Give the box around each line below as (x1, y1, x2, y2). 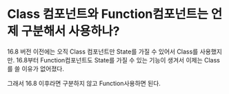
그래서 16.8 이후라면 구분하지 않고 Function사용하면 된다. (7, 79, 161, 87)
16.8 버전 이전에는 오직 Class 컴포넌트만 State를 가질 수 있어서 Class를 (7, 47, 199, 56)
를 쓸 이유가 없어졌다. (7, 64, 64, 73)
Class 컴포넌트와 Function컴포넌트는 (7, 6, 209, 22)
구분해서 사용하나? (21, 23, 120, 39)
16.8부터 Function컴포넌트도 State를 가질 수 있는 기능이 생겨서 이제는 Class (16, 56, 221, 64)
